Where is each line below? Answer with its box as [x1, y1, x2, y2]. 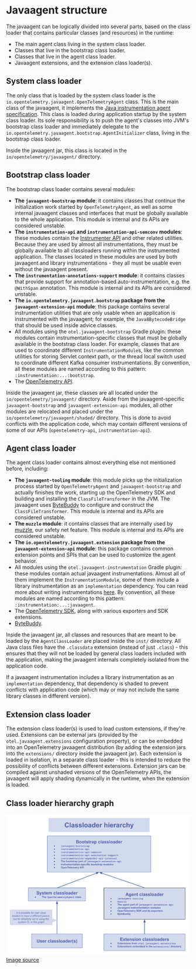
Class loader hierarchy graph [6, 798, 114, 808]
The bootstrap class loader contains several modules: [6, 185, 136, 192]
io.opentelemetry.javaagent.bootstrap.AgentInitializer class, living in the [6, 129, 190, 136]
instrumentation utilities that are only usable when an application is [14, 309, 176, 316]
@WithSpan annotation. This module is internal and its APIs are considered [14, 284, 191, 291]
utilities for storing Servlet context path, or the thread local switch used [14, 353, 186, 360]
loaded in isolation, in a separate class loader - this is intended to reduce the [6, 756, 190, 763]
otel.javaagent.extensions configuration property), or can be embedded [6, 737, 183, 745]
